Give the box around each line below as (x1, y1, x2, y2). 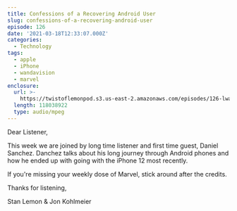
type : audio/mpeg (13, 108, 65, 115)
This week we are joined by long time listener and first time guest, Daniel (7, 141, 219, 150)
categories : (7, 37, 42, 44)
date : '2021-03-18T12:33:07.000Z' (7, 30, 109, 37)
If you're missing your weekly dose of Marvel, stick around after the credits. (7, 170, 227, 178)
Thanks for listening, (7, 184, 67, 192)
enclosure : (7, 82, 39, 89)
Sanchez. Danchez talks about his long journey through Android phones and (7, 148, 229, 157)
